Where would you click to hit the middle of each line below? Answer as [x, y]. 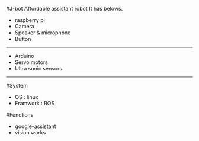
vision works [30, 132]
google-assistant [35, 126]
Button [23, 39]
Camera [24, 26]
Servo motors [31, 62]
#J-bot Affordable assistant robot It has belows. [65, 9]
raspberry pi [30, 20]
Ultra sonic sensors [38, 68]
